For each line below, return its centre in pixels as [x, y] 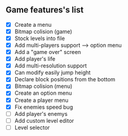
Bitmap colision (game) [43, 31]
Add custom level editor [44, 120]
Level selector [32, 127]
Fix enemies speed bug [44, 107]
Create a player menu [42, 100]
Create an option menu [43, 93]
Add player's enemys [41, 114]
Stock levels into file [39, 38]
